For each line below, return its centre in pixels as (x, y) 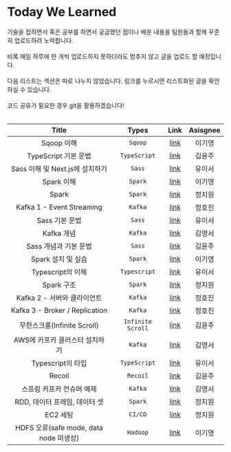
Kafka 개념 (59, 233)
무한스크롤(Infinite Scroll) (59, 325)
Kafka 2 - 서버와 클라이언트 (59, 298)
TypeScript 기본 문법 (59, 155)
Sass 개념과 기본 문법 (59, 246)
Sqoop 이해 (59, 143)
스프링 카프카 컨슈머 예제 (59, 389)
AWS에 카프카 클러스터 (48, 340)
